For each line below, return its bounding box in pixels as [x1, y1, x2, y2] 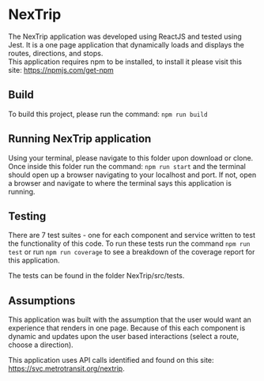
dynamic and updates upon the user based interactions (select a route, [8, 332, 239, 341]
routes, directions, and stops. [8, 48, 104, 58]
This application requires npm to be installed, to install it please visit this [8, 57, 243, 66]
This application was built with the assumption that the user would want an [8, 315, 251, 325]
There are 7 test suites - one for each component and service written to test [8, 231, 255, 240]
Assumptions [8, 294, 76, 307]
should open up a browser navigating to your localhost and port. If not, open [8, 170, 257, 179]
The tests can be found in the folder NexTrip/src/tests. [8, 271, 185, 281]
